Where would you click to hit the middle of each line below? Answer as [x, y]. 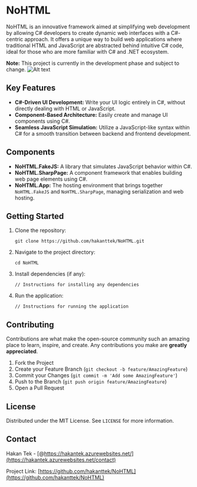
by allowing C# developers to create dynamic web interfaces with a [88, 32]
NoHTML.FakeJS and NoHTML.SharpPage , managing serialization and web [99, 191]
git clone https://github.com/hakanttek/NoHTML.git [79, 241]
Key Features [31, 88]
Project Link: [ [23, 471]
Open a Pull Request [40, 388]
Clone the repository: [40, 230]
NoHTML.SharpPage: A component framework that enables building [98, 172]
